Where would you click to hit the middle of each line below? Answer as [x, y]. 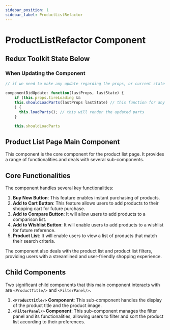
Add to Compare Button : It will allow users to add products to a [79, 214]
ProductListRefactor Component [76, 40]
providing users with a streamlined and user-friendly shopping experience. [83, 256]
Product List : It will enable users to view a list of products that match [85, 236]
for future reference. [34, 230]
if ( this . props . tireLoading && [48, 98]
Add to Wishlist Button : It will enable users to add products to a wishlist [88, 225]
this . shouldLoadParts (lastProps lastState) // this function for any [90, 103]
